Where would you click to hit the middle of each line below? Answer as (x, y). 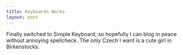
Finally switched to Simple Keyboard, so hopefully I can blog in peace (91, 34)
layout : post (22, 17)
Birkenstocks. (23, 46)
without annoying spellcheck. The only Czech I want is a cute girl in (89, 40)
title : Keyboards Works (36, 12)
